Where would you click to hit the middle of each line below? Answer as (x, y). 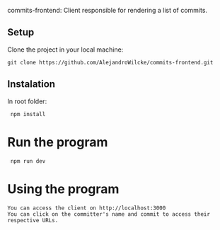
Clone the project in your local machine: (65, 50)
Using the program (63, 189)
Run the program (58, 142)
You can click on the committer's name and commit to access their (109, 214)
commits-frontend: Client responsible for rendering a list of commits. (107, 10)
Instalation (31, 84)
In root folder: (27, 101)
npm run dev (28, 161)
